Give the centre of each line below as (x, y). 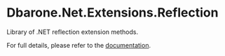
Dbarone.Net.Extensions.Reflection (112, 13)
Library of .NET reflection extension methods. (72, 32)
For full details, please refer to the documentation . (79, 45)
